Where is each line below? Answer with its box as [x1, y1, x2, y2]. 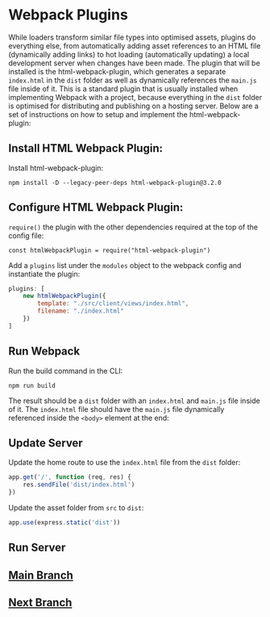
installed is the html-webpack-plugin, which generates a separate [8, 66, 226, 76]
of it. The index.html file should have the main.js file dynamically [8, 404, 225, 413]
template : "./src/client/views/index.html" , [37, 300, 189, 308]
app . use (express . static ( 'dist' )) [8, 518, 121, 527]
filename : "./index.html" [37, 307, 125, 316]
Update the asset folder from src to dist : [8, 503, 144, 513]
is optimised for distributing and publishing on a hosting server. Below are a [8, 101, 260, 111]
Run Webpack [8, 345, 81, 359]
